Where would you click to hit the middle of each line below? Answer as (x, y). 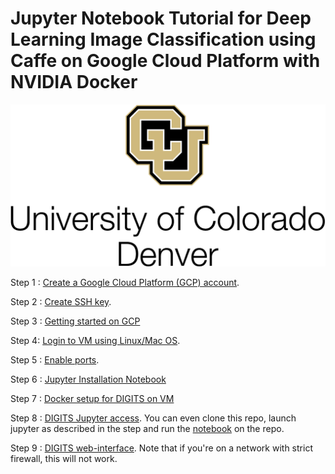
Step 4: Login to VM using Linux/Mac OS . (95, 340)
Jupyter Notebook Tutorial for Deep (161, 18)
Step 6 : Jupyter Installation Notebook (88, 379)
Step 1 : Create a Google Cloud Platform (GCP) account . (125, 282)
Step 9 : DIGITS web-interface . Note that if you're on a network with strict (161, 448)
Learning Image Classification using (163, 39)
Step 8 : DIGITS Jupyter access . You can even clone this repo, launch (153, 418)
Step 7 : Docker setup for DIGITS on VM (92, 398)
